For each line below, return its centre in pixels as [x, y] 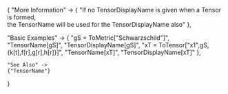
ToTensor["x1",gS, [184, 45]
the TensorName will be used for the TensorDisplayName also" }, [99, 24]
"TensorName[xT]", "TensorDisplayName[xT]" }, [133, 52]
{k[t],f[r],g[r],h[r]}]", [35, 52]
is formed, [22, 17]
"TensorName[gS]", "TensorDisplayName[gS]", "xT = [82, 45]
